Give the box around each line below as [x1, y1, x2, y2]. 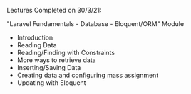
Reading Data [16, 41, 57, 49]
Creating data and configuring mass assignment [16, 71, 159, 79]
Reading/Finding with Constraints [16, 49, 115, 57]
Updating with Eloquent [16, 78, 86, 87]
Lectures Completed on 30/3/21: [6, 6, 102, 14]
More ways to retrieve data [16, 56, 97, 64]
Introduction [16, 33, 53, 42]
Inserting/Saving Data [16, 64, 81, 71]
